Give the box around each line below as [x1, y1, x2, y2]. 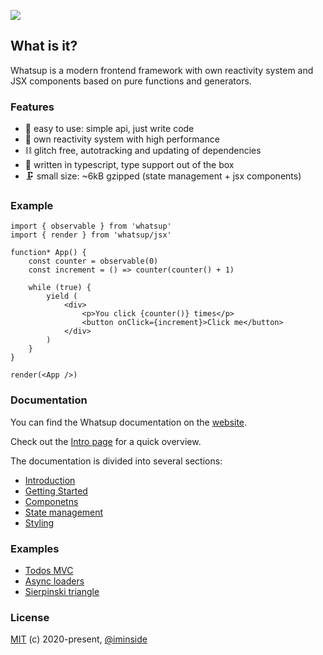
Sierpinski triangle [24, 586, 100, 597]
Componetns [24, 495, 79, 507]
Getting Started [24, 485, 88, 497]
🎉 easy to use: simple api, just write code [24, 123, 195, 135]
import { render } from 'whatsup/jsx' [10, 230, 172, 240]
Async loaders [24, 575, 85, 587]
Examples [10, 541, 60, 555]
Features [10, 100, 55, 114]
